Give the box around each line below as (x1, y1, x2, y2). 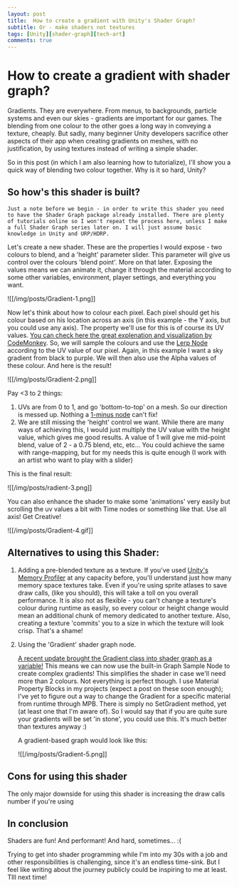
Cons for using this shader (7, 771, 127, 783)
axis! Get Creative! (7, 512, 62, 521)
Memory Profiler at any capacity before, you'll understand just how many (17, 573, 232, 582)
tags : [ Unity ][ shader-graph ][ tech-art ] (7, 30, 126, 38)
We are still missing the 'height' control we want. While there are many (17, 418, 224, 426)
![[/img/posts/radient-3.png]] (7, 483, 92, 492)
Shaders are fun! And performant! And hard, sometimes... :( (7, 836, 181, 845)
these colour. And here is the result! (7, 361, 112, 369)
